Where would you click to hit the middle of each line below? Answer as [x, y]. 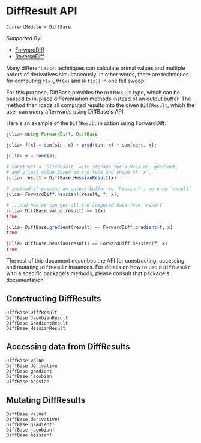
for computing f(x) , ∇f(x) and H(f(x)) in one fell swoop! [76, 81]
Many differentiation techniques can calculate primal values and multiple [96, 68]
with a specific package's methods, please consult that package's [88, 273]
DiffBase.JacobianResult [37, 318]
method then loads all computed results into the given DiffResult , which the [100, 105]
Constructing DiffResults [54, 299]
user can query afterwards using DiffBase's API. [65, 111]
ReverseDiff [29, 56]
